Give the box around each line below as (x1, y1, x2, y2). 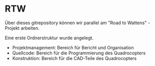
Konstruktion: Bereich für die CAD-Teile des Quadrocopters (12, 55, 137, 61)
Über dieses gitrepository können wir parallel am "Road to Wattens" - (5, 20, 150, 26)
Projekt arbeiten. (5, 25, 40, 31)
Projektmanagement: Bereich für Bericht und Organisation (12, 44, 134, 50)
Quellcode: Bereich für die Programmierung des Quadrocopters (12, 50, 146, 56)
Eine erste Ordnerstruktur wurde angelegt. (5, 35, 94, 41)
